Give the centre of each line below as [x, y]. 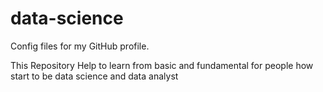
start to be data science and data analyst [94, 76]
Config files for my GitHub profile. [80, 46]
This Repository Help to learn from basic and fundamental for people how [162, 65]
